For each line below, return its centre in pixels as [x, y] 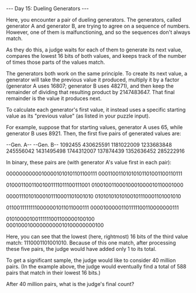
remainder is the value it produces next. [54, 98]
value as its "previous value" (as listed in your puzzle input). [78, 116]
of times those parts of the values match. [56, 62]
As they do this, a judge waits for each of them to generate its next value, [94, 50]
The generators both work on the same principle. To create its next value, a [97, 73]
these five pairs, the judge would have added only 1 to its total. [81, 249]
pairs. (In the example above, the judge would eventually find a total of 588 [96, 266]
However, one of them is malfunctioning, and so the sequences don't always [98, 32]
